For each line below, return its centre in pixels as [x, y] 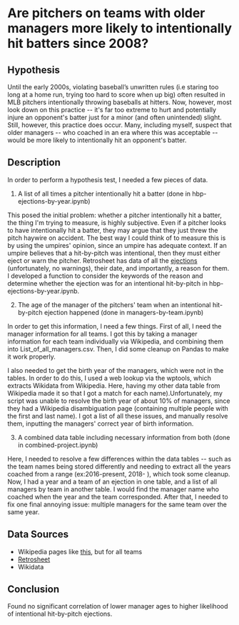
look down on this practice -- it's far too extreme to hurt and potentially [112, 110]
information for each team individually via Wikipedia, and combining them [115, 341]
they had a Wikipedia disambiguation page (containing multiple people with [118, 408]
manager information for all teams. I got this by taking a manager [102, 334]
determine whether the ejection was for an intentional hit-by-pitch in [108, 283]
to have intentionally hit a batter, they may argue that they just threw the [113, 230]
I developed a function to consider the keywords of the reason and [105, 276]
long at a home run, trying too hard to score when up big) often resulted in [116, 95]
